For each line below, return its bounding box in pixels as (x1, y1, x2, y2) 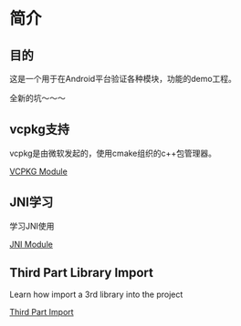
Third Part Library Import (9, 265, 153, 280)
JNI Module (9, 239, 53, 250)
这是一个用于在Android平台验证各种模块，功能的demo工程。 (9, 74, 237, 84)
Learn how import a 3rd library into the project (9, 289, 183, 301)
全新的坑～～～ (9, 93, 66, 103)
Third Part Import (9, 307, 75, 318)
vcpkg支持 (9, 122, 70, 138)
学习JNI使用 (9, 220, 55, 231)
